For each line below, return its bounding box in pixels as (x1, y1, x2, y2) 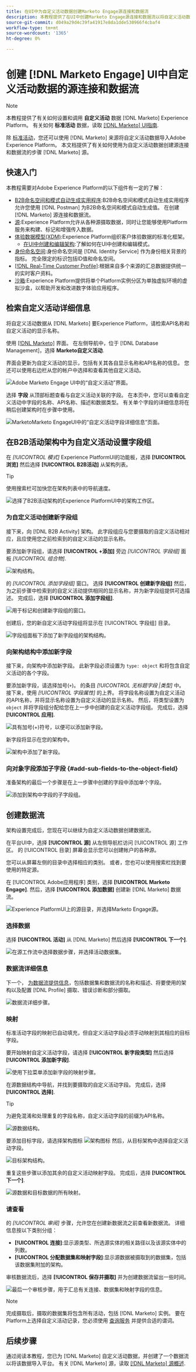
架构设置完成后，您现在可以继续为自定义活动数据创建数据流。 (6, 827, 155, 834)
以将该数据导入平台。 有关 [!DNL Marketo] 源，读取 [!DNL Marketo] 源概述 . (6, 1360, 185, 1367)
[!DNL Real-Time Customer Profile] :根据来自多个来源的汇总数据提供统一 (14, 262, 187, 269)
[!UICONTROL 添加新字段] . (6, 1056, 71, 1063)
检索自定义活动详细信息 (6, 303, 90, 313)
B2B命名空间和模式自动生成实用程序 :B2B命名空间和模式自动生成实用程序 (14, 197, 190, 204)
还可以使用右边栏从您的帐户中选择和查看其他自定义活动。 (6, 366, 144, 373)
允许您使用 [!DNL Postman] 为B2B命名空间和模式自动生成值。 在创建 (14, 204, 180, 211)
